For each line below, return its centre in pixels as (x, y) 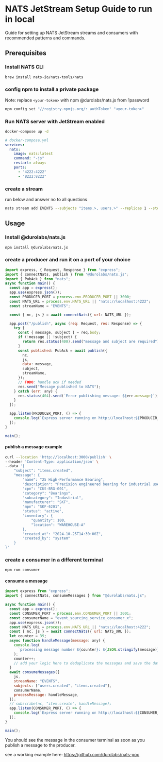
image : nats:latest (33, 154)
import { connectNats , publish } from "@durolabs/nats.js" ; (67, 274)
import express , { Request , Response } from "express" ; (63, 270)
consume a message (26, 581)
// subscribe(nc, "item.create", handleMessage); (60, 704)
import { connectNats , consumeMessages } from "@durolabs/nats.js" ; (76, 596)
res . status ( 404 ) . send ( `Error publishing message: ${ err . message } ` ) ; (89, 396)
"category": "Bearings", (48, 493)
